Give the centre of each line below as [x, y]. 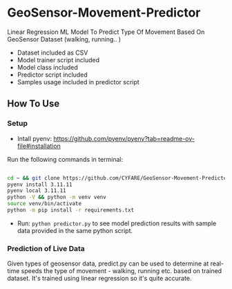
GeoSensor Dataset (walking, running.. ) [64, 39]
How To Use [33, 104]
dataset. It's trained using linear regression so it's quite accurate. [99, 279]
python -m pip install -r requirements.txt [71, 210]
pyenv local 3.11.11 [37, 191]
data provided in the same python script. [75, 230]
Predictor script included [52, 75]
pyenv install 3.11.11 [40, 185]
